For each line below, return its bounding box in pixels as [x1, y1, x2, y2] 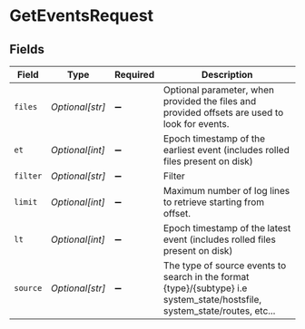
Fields [9, 42, 45, 57]
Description [201, 69, 253, 81]
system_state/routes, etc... [162, 305, 276, 317]
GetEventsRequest [9, 5, 154, 26]
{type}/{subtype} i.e [162, 282, 248, 295]
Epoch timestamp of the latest [162, 222, 291, 234]
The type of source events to [162, 259, 287, 272]
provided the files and [162, 95, 257, 107]
